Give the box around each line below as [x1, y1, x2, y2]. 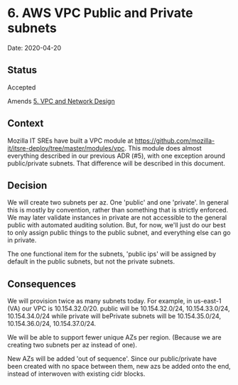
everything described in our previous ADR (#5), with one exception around [7, 151, 226, 160]
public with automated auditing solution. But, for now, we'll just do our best [7, 221, 226, 229]
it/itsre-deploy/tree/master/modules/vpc [7, 143, 125, 152]
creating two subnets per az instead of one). [7, 341, 137, 349]
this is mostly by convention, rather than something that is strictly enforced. [7, 206, 229, 215]
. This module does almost [124, 143, 202, 152]
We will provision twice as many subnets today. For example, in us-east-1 [7, 297, 222, 305]
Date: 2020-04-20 [7, 43, 62, 52]
